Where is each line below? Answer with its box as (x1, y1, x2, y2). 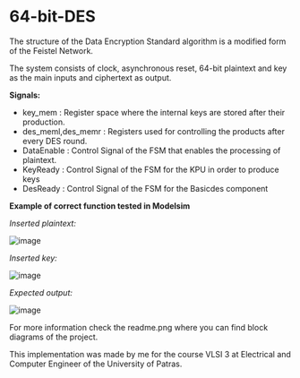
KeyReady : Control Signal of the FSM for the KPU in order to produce (21, 164, 279, 175)
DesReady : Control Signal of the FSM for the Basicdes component (21, 183, 269, 193)
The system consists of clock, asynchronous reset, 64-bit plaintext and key (9, 63, 287, 73)
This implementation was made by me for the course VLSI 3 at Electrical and (9, 348, 291, 359)
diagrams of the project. (9, 331, 99, 342)
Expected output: (9, 287, 73, 297)
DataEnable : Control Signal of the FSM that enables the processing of (21, 145, 281, 156)
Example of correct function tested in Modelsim (9, 200, 191, 211)
